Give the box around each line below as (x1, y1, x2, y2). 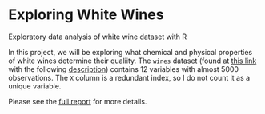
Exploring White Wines (8, 6, 164, 24)
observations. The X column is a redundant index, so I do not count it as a (8, 73, 251, 82)
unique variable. (8, 81, 62, 91)
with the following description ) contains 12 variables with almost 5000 (8, 64, 239, 73)
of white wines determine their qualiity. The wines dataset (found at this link (8, 56, 257, 65)
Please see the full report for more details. (8, 96, 147, 106)
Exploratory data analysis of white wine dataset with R (8, 32, 187, 41)
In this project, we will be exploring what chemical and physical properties (8, 47, 253, 57)
